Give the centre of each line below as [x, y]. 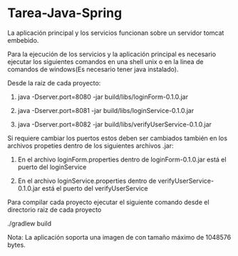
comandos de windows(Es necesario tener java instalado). [93, 69]
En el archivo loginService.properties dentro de [87, 181]
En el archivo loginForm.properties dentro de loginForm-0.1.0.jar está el [122, 159]
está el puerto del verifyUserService [95, 188]
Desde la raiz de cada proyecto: [54, 82]
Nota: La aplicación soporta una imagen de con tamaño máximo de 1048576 [119, 237]
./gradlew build [30, 223]
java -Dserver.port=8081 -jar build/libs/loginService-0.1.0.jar [106, 110]
